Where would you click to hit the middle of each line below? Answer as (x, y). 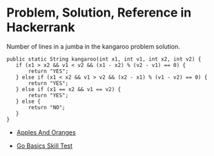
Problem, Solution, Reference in (99, 13)
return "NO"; (47, 107)
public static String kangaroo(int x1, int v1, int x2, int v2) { (104, 59)
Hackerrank (41, 27)
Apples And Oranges (46, 132)
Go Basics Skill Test (45, 146)
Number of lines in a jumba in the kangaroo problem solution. (93, 46)
